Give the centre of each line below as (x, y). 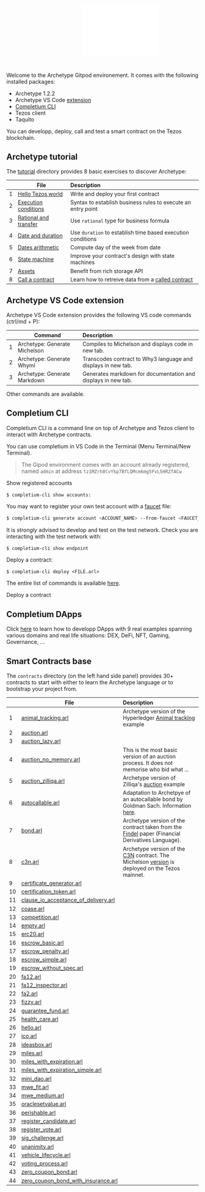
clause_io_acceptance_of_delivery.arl (68, 900)
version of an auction (149, 756)
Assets (27, 271)
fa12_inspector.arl (44, 985)
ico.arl (29, 1036)
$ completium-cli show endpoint (47, 548)
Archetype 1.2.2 (35, 93)
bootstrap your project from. (42, 689)
